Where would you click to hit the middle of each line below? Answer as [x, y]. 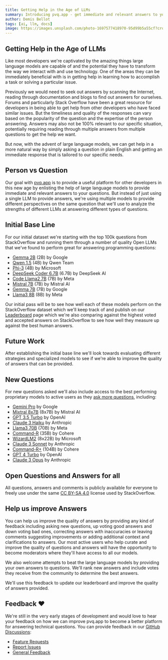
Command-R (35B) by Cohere [43, 433]
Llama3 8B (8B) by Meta [37, 294]
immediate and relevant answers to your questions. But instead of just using [83, 193]
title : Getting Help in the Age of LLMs [48, 10]
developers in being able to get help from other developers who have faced [83, 108]
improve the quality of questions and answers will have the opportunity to [81, 547]
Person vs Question [36, 171]
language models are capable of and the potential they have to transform [80, 66]
